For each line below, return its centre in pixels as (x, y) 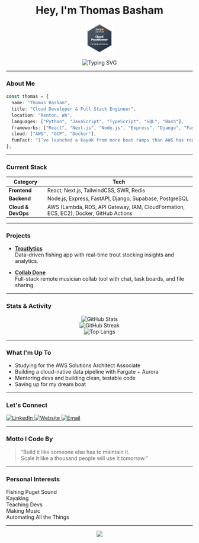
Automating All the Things (38, 517)
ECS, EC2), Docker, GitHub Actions (90, 213)
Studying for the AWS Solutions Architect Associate (78, 365)
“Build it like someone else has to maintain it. (75, 452)
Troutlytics (28, 249)
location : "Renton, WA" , (42, 115)
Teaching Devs (24, 505)
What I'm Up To (29, 352)
